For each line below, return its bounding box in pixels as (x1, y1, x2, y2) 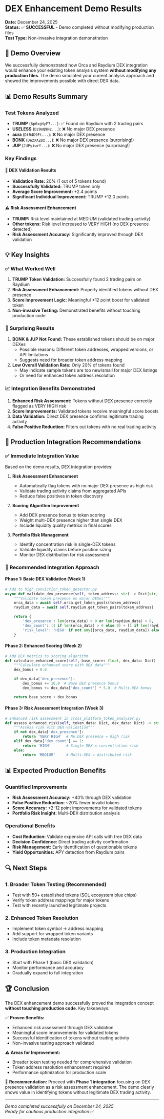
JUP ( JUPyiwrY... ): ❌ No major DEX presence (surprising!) (12, 143, 130, 149)
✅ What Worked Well (5, 265, 56, 272)
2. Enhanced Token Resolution (5, 915, 79, 922)
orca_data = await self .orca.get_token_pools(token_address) (14, 601, 141, 605)
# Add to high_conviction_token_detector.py (5, 587, 97, 592)
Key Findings (5, 155, 37, 162)
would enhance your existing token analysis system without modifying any (5, 67, 157, 73)
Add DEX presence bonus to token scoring (19, 512, 105, 518)
